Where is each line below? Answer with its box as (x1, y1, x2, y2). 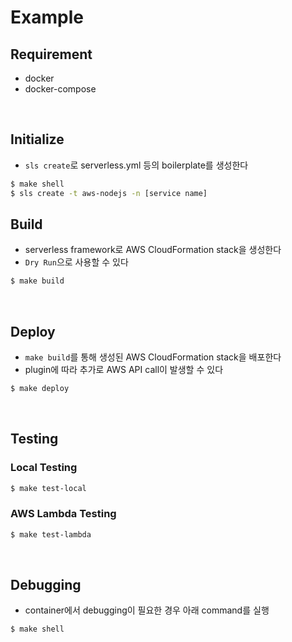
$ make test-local (10, 483, 87, 493)
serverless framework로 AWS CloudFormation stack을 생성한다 (24, 244, 282, 256)
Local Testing (10, 461, 78, 475)
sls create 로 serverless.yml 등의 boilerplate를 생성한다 (24, 159, 249, 171)
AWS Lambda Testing (10, 507, 117, 521)
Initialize (10, 131, 65, 148)
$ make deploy (10, 384, 70, 394)
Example (10, 6, 84, 29)
